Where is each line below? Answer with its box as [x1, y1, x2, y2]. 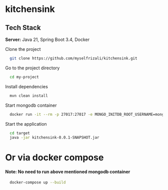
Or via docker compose [5, 152, 104, 163]
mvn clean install [9, 93, 48, 98]
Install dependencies [5, 83, 48, 89]
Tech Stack [5, 23, 41, 32]
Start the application [5, 121, 47, 127]
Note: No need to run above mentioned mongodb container [5, 169, 130, 175]
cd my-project [9, 74, 39, 79]
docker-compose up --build [9, 180, 66, 185]
